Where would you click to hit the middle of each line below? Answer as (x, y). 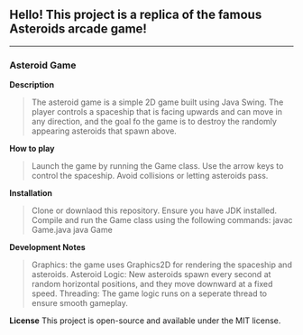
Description (32, 85)
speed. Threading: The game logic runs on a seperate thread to (149, 293)
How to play (32, 149)
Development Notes (47, 247)
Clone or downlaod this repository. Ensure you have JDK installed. (154, 210)
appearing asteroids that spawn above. (104, 131)
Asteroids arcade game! (78, 29)
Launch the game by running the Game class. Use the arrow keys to (157, 166)
